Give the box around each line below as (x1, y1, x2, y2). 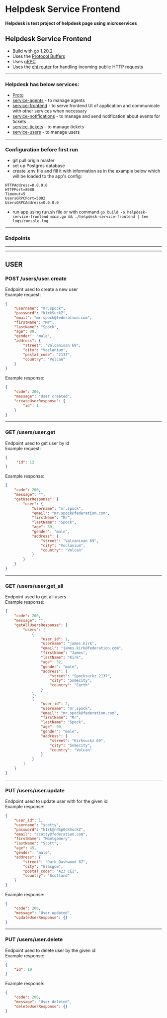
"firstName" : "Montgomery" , (14, 836, 72, 841)
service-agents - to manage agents (12, 97, 85, 103)
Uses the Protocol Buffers (12, 53, 66, 59)
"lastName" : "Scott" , (14, 841, 59, 846)
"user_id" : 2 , (40, 701, 70, 706)
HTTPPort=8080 (5, 187, 35, 192)
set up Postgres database (12, 163, 65, 169)
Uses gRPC (12, 58, 36, 64)
